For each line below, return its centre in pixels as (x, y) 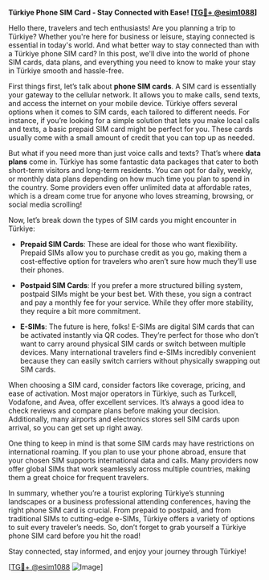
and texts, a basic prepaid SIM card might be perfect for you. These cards (130, 129)
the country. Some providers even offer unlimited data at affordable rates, (130, 187)
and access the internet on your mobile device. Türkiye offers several (123, 103)
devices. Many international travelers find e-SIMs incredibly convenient (138, 352)
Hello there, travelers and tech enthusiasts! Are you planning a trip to (122, 28)
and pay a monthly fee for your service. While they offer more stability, (137, 302)
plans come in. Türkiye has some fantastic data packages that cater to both (133, 162)
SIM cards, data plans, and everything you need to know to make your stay (132, 62)
